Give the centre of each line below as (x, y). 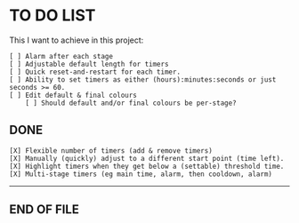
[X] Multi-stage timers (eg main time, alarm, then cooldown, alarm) (141, 174)
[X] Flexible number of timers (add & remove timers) (111, 151)
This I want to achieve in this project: (77, 40)
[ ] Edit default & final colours (73, 95)
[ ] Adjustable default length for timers (89, 64)
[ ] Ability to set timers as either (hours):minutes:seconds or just (143, 80)
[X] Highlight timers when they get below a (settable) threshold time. (147, 166)
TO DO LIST (53, 16)
